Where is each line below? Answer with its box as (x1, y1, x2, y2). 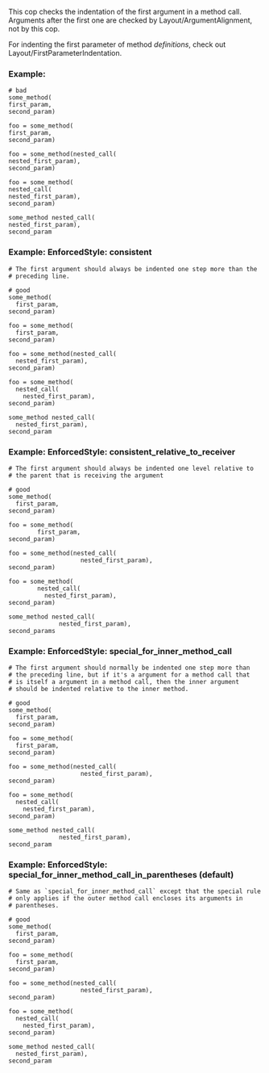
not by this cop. (8, 24, 60, 33)
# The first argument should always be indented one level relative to (8, 464, 254, 472)
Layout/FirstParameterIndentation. (8, 48, 122, 57)
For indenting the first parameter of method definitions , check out (8, 40, 226, 49)
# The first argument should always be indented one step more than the (8, 265, 258, 273)
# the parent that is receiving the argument (8, 472, 163, 480)
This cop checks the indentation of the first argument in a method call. (8, 7, 242, 16)
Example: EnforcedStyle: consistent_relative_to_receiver (8, 446, 236, 457)
